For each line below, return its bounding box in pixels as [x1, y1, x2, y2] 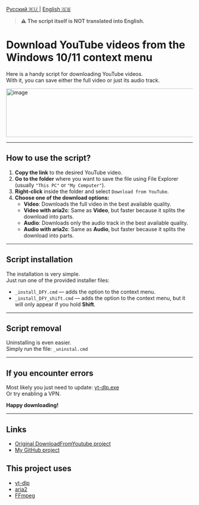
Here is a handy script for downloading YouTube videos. [6, 70, 143, 77]
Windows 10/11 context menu [6, 51, 153, 65]
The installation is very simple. [6, 270, 81, 277]
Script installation [6, 255, 73, 265]
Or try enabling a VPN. [6, 390, 61, 397]
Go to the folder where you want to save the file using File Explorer [14, 175, 179, 182]
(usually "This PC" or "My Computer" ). [14, 181, 105, 188]
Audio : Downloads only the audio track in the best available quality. [23, 219, 188, 226]
